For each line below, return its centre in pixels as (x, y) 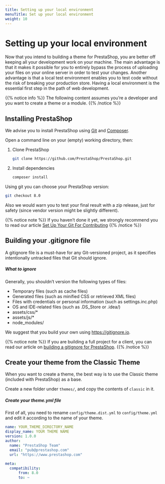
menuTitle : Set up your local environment (49, 14)
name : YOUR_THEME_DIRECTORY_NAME (39, 427)
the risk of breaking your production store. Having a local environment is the (82, 83)
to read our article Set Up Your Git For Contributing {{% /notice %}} (73, 225)
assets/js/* (23, 317)
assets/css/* (25, 312)
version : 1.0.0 (21, 436)
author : (13, 441)
